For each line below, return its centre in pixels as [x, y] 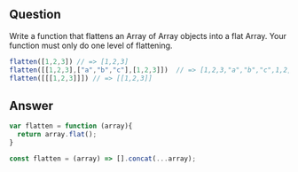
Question [35, 15]
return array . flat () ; [57, 135]
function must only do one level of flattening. [91, 45]
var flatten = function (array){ [71, 126]
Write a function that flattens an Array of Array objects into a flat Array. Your [148, 35]
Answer [31, 106]
